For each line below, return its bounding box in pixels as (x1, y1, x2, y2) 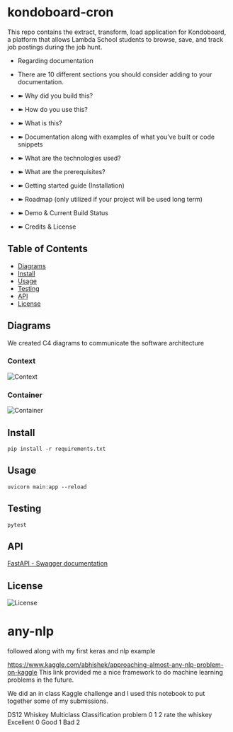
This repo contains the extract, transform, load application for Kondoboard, (7, 28, 227, 36)
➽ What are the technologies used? (17, 154, 122, 162)
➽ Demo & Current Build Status (17, 208, 108, 217)
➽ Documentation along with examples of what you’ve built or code (17, 132, 215, 141)
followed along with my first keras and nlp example (7, 647, 156, 656)
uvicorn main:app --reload (7, 483, 87, 491)
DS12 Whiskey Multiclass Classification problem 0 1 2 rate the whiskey (7, 711, 212, 719)
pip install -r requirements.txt (7, 445, 106, 452)
